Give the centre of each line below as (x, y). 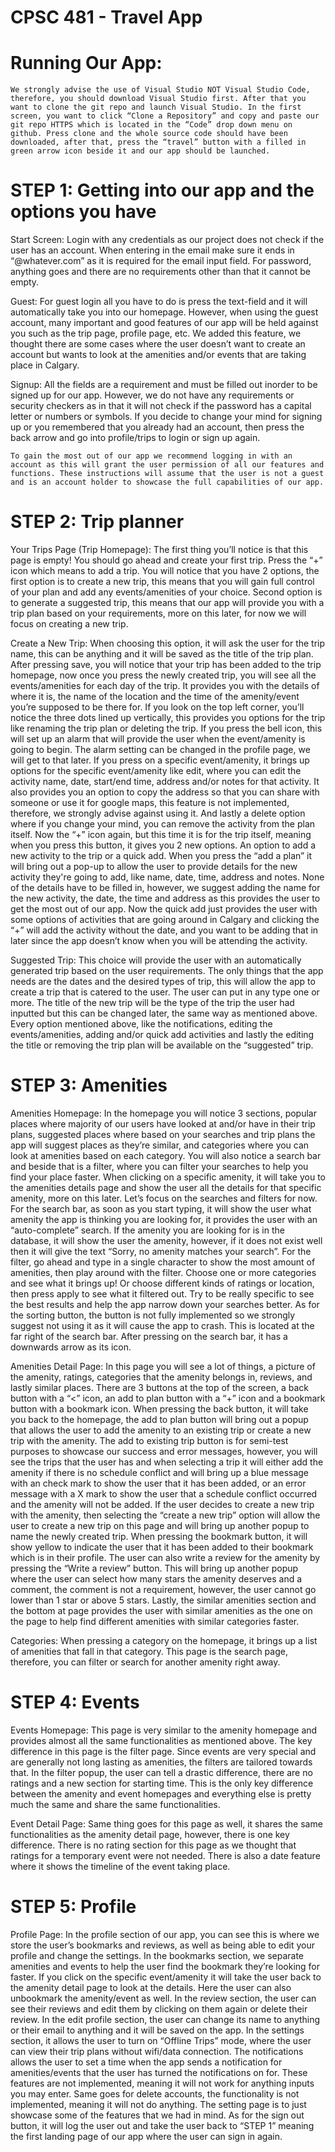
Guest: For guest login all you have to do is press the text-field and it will (159, 302)
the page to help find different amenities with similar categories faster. (155, 1621)
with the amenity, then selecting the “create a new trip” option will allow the (165, 1515)
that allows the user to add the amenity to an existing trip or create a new (161, 1430)
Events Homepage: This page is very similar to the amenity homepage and (164, 1730)
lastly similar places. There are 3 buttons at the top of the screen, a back (159, 1387)
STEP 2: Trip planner (97, 522)
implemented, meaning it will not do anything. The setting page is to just (158, 2104)
